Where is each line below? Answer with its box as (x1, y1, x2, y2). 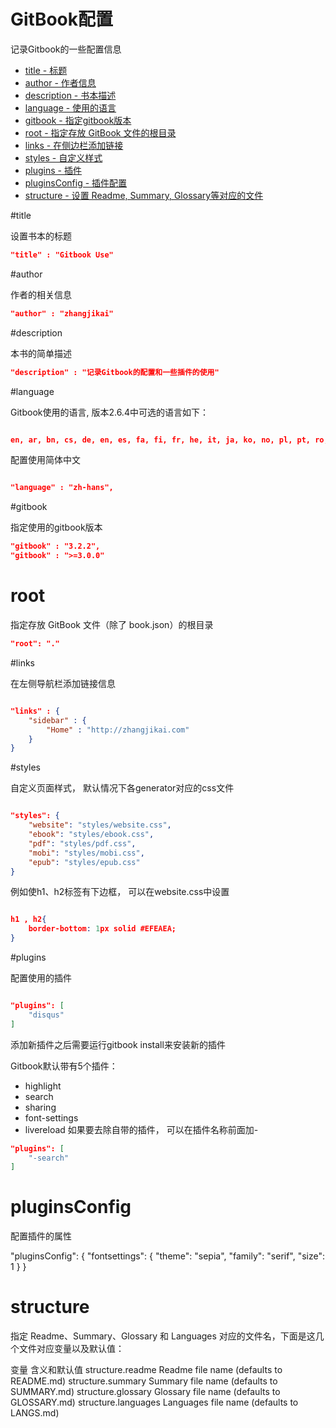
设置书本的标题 (10, 230, 72, 242)
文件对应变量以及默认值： (18, 1343, 125, 1355)
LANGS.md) (10, 1407, 60, 1419)
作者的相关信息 (10, 288, 72, 300)
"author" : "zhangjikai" (10, 308, 114, 319)
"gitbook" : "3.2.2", (10, 541, 101, 552)
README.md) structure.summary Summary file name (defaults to (10, 1375, 278, 1387)
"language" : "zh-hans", (10, 483, 114, 493)
